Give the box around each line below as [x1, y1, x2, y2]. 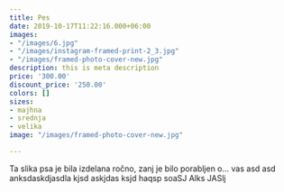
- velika [9, 123, 42, 132]
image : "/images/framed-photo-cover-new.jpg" [9, 131, 183, 140]
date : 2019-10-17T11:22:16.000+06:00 [9, 22, 151, 31]
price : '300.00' [9, 72, 70, 81]
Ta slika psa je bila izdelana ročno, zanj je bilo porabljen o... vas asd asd [9, 163, 277, 174]
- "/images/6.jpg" [9, 38, 78, 48]
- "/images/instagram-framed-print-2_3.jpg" [9, 47, 179, 56]
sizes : [9, 96, 34, 106]
